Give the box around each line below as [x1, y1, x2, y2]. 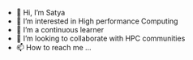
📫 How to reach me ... [15, 43, 92, 52]
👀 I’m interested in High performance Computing [15, 16, 178, 26]
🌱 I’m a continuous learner [15, 25, 104, 34]
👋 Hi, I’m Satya [15, 8, 66, 17]
